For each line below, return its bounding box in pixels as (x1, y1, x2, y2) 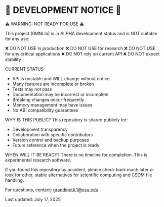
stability (5, 56, 21, 62)
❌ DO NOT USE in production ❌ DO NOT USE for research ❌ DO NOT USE (5, 45, 156, 51)
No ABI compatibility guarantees (12, 107, 79, 113)
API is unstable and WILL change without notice (12, 75, 110, 81)
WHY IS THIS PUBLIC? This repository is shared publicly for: (5, 116, 128, 123)
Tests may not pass (12, 86, 52, 92)
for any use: (5, 36, 30, 42)
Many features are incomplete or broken (12, 81, 94, 87)
